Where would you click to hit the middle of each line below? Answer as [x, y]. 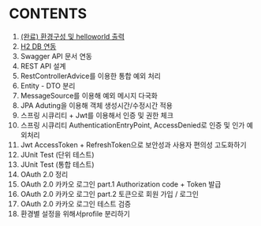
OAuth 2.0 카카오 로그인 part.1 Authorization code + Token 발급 [121, 184]
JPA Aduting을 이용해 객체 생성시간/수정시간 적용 [96, 105]
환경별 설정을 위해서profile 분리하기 [75, 213]
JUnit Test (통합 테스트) [57, 164]
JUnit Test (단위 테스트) [57, 154]
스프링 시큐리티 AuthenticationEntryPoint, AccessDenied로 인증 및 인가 [132, 125]
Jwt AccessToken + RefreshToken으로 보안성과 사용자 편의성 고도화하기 [133, 144]
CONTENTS [48, 14]
